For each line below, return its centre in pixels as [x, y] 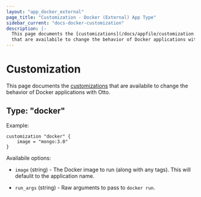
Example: [18, 125]
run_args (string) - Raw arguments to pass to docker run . [85, 187]
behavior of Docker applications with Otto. [58, 92]
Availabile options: [29, 158]
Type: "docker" [36, 111]
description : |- [26, 28]
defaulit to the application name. [54, 176]
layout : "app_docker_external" [45, 12]
